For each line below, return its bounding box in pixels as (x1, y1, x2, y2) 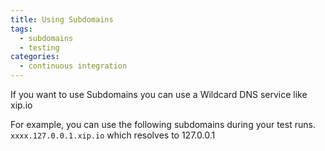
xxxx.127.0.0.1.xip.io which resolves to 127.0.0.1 (10, 129, 216, 141)
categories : (10, 52, 60, 62)
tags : (10, 24, 33, 34)
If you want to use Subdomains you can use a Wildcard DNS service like (10, 89, 308, 100)
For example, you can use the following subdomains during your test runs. (10, 119, 316, 130)
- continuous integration (19, 61, 128, 71)
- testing (19, 42, 60, 53)
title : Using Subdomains (10, 14, 114, 25)
